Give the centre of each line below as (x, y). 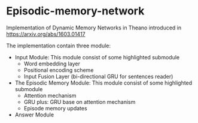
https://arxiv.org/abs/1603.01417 (46, 34)
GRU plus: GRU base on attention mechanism (80, 102)
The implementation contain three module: (59, 46)
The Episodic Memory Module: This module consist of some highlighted (103, 83)
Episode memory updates (56, 108)
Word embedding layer (52, 64)
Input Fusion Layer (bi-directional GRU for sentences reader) (98, 76)
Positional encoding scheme (59, 70)
